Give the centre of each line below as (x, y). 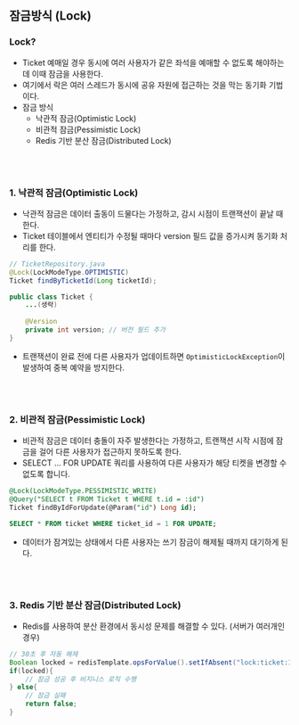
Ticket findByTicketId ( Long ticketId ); (83, 280)
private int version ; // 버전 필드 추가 (96, 330)
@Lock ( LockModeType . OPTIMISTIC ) (69, 272)
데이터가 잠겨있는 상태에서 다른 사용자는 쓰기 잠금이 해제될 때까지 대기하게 (150, 541)
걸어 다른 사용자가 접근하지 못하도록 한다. (110, 452)
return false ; (51, 704)
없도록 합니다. (46, 474)
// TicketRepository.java (57, 264)
